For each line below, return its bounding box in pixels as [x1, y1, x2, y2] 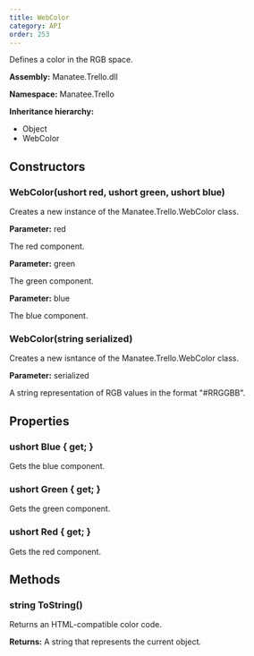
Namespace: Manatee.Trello [9, 89, 114, 99]
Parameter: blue [9, 293, 70, 304]
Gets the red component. [9, 546, 101, 557]
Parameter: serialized [9, 371, 89, 381]
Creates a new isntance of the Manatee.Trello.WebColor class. [9, 353, 240, 363]
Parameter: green [9, 259, 76, 269]
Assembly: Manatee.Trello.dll [9, 72, 118, 82]
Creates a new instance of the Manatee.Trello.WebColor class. [9, 207, 240, 217]
